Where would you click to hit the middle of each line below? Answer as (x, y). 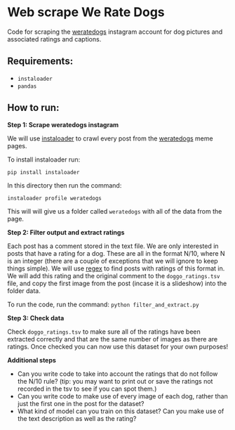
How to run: (33, 108)
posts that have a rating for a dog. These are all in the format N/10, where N (116, 253)
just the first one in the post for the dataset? (81, 403)
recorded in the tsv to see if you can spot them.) (87, 389)
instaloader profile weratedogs (54, 198)
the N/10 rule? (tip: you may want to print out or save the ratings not (115, 381)
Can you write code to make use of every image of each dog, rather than (122, 396)
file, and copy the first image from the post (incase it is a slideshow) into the (117, 283)
